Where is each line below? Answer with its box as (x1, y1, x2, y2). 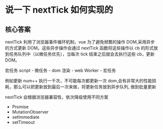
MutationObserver (12, 109, 49, 114)
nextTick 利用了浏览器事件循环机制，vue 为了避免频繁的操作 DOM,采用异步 (5, 39, 155, 45)
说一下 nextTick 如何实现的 (5, 4, 113, 16)
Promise (12, 104, 29, 110)
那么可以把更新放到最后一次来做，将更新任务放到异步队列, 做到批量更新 (13, 84, 156, 90)
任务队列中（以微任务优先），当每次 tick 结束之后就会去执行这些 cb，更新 (9, 51, 155, 57)
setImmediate (12, 114, 40, 120)
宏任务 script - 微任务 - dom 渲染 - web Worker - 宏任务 (5, 67, 116, 73)
